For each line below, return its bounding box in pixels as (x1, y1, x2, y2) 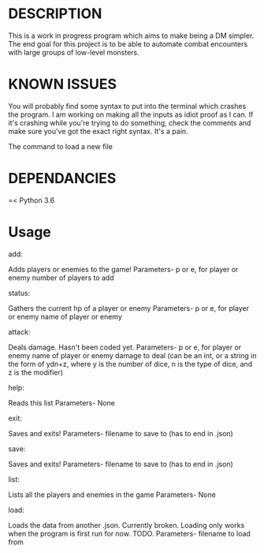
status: (8, 288, 31, 297)
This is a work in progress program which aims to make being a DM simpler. (8, 31, 255, 40)
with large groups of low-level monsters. (8, 47, 139, 57)
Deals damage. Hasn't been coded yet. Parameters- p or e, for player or (8, 342, 242, 352)
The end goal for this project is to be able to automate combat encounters (8, 39, 248, 48)
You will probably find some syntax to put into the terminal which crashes (8, 101, 247, 110)
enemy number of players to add (8, 273, 114, 282)
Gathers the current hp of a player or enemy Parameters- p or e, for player (8, 303, 250, 312)
